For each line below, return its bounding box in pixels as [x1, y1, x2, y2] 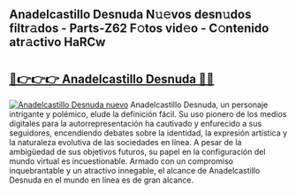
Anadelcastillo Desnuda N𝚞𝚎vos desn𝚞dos [9, 7, 252, 22]
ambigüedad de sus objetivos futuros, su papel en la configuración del [9, 146, 266, 157]
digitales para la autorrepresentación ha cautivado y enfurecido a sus [9, 119, 262, 128]
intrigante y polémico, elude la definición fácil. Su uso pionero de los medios [9, 109, 287, 119]
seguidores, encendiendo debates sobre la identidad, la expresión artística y [9, 128, 288, 138]
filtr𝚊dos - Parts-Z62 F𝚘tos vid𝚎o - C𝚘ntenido [9, 21, 269, 36]
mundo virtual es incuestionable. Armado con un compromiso [9, 156, 234, 167]
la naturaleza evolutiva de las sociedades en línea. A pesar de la [9, 137, 242, 147]
